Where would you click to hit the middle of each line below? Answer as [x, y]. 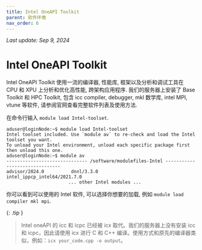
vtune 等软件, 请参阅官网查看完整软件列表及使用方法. [72, 105]
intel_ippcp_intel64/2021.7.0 [44, 177]
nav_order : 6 [23, 23]
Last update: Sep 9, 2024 [38, 41]
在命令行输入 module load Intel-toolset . [57, 118]
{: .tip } [15, 213]
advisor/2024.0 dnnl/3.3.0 [52, 172]
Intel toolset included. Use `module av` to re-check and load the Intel [101, 135]
